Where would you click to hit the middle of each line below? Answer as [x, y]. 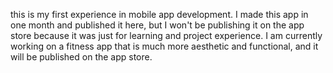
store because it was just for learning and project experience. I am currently [166, 35]
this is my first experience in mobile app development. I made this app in [159, 14]
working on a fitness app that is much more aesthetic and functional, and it [164, 46]
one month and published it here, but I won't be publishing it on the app [157, 25]
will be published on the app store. [81, 57]
